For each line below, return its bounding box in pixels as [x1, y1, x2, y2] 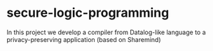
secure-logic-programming [6, 5, 170, 21]
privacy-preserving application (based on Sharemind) [6, 35, 162, 43]
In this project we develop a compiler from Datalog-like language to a [6, 28, 206, 36]
